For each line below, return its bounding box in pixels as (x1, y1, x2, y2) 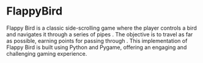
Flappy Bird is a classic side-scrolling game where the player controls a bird (6, 24, 197, 31)
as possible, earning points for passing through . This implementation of (6, 37, 188, 44)
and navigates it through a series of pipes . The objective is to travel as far (6, 30, 193, 38)
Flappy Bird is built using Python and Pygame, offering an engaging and (6, 44, 187, 51)
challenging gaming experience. (6, 50, 87, 57)
